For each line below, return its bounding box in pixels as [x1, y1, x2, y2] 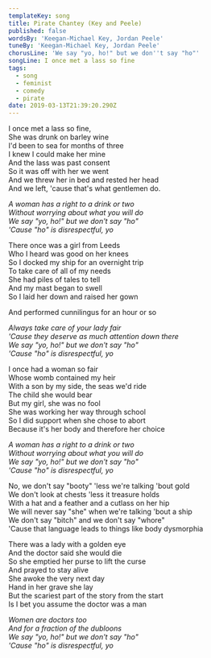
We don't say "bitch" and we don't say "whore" [8, 515, 165, 525]
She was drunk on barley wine [8, 132, 110, 142]
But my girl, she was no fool [8, 399, 101, 408]
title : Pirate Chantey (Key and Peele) [8, 19, 143, 27]
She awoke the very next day [8, 573, 105, 584]
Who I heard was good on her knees [8, 249, 129, 259]
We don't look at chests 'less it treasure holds [8, 490, 159, 499]
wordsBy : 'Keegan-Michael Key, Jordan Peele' [8, 34, 163, 43]
